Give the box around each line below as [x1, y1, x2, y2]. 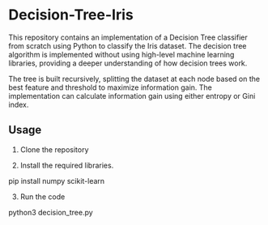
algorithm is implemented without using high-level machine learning [8, 49, 235, 59]
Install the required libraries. [19, 160, 114, 170]
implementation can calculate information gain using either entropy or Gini [8, 91, 256, 100]
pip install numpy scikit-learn [8, 176, 105, 185]
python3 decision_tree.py [8, 207, 93, 217]
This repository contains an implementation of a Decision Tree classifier [8, 32, 249, 42]
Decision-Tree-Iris [8, 6, 134, 24]
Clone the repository [19, 144, 89, 155]
